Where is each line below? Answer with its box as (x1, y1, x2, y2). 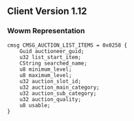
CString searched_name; (19, 60, 88, 67)
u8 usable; (19, 102, 51, 109)
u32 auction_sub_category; (19, 89, 97, 97)
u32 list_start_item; (19, 54, 81, 60)
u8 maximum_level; (19, 71, 72, 78)
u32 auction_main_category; (19, 84, 100, 91)
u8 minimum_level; (19, 65, 72, 73)
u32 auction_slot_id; (19, 78, 81, 85)
